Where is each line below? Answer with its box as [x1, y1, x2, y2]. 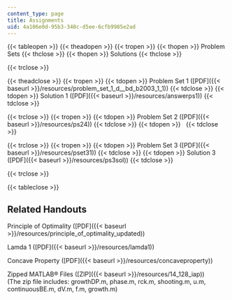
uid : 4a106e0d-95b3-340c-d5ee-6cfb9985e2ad [7, 23, 136, 30]
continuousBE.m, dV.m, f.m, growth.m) [7, 285, 118, 294]
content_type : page [7, 10, 64, 17]
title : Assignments [7, 17, 64, 24]
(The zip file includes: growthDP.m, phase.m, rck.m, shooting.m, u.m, [7, 278, 206, 286]
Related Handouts [7, 203, 87, 215]
